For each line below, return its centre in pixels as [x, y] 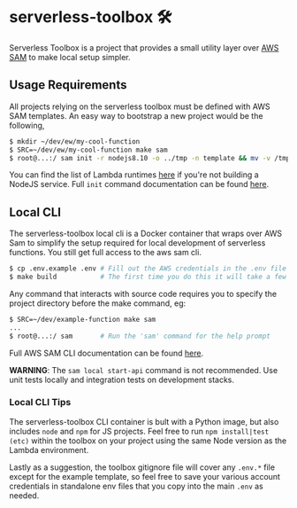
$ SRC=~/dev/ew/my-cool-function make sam [88, 150]
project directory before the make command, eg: [98, 303]
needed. [24, 495]
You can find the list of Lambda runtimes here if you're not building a [134, 175]
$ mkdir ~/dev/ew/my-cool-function [75, 141]
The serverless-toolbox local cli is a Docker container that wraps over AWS [146, 234]
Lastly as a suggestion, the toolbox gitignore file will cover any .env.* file [142, 467]
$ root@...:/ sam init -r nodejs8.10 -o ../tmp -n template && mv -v [140, 158]
